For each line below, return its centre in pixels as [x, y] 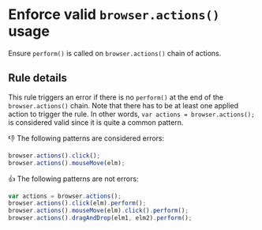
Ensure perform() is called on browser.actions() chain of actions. [115, 53]
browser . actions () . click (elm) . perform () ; [77, 203]
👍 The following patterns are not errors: [73, 179]
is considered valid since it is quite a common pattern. [96, 122]
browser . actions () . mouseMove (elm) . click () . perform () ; [99, 211]
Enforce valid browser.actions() [114, 15]
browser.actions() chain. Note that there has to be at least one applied [124, 105]
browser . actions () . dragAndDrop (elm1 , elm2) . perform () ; [100, 218]
